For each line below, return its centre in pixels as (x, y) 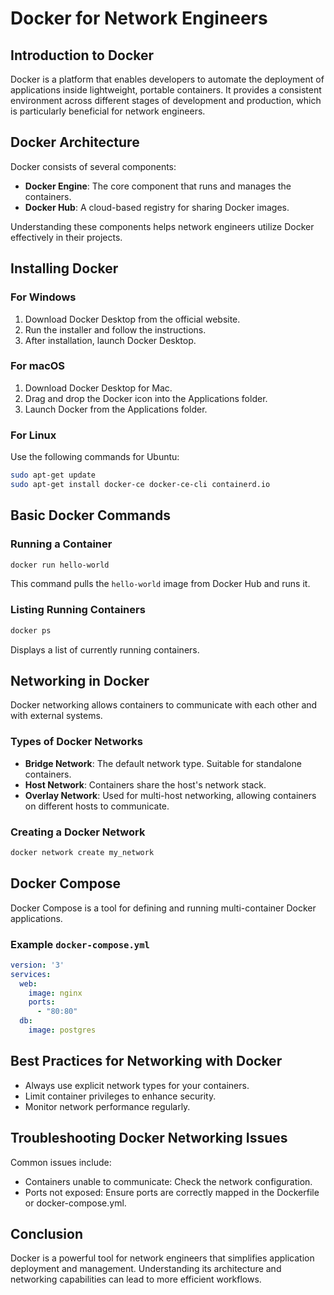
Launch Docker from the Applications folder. (116, 409)
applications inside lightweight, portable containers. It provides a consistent (166, 90)
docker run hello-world (60, 565)
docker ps (31, 630)
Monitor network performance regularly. (107, 1106)
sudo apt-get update (53, 475)
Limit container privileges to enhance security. (120, 1096)
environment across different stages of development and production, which (166, 100)
